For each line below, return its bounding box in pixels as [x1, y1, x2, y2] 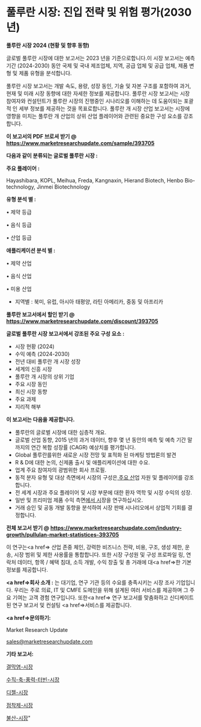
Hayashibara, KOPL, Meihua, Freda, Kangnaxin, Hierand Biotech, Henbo [6, 176, 184, 184]
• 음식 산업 [6, 272, 32, 279]
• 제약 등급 [6, 208, 32, 216]
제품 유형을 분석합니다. [19, 69, 72, 76]
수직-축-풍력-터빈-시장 [6, 676, 60, 683]
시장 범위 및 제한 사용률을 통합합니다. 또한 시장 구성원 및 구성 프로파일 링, [14, 551, 185, 558]
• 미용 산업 [6, 285, 32, 292]
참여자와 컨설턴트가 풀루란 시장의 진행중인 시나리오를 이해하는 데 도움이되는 [6, 97, 183, 104]
